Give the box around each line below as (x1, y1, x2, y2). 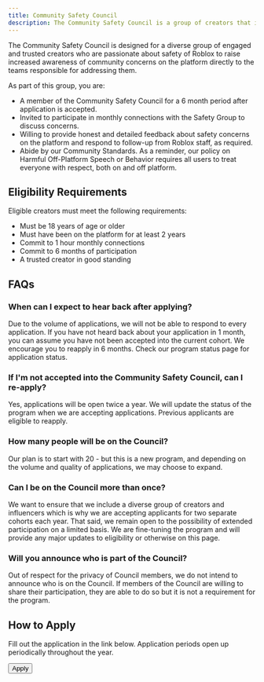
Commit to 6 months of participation (19, 247, 137, 256)
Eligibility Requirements (8, 185, 127, 199)
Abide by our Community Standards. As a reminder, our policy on (19, 146, 230, 156)
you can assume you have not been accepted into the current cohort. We (8, 335, 245, 345)
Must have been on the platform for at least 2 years (19, 229, 186, 240)
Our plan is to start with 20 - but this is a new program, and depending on (8, 453, 246, 464)
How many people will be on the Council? (8, 436, 169, 447)
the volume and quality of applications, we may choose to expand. (8, 462, 223, 471)
